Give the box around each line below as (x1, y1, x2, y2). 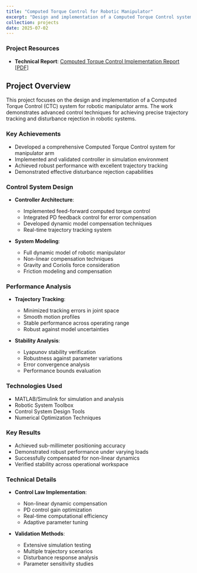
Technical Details (6, 475, 57, 483)
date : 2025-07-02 (6, 25, 49, 31)
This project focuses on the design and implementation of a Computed (6, 96, 177, 103)
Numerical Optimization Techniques (14, 414, 101, 421)
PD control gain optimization (23, 506, 92, 514)
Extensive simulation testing (23, 541, 91, 549)
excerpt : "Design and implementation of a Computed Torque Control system (6, 14, 193, 20)
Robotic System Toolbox (14, 402, 74, 409)
